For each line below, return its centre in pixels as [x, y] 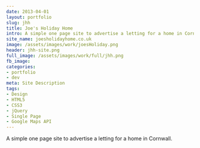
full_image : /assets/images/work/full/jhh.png [65, 56]
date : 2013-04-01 [28, 12]
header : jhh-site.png [33, 50]
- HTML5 [16, 99]
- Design [17, 94]
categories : [21, 67]
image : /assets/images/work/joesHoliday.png [62, 45]
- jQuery [17, 111]
